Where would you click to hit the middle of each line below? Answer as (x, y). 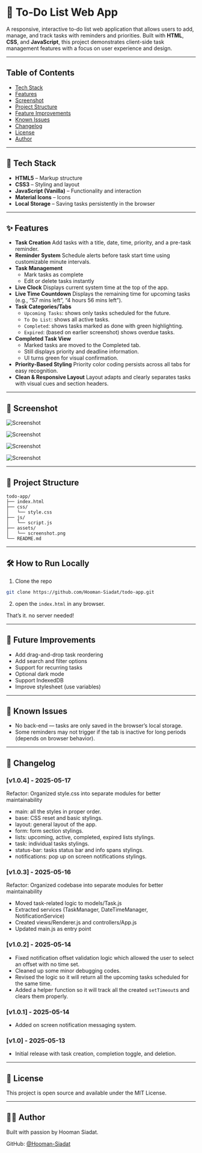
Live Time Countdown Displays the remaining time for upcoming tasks (103, 294)
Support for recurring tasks (49, 667)
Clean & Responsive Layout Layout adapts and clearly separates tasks (103, 377)
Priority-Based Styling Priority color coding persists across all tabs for (103, 364)
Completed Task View (43, 339)
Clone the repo (33, 581)
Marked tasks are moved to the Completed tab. (82, 345)
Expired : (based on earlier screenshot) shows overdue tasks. (99, 332)
